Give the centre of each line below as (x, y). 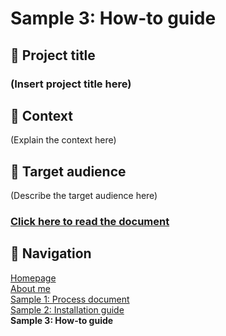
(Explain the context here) (63, 140)
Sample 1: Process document (70, 299)
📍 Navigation (51, 253)
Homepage (33, 278)
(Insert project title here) (71, 84)
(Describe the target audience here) (84, 196)
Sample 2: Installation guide (67, 309)
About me (30, 288)
